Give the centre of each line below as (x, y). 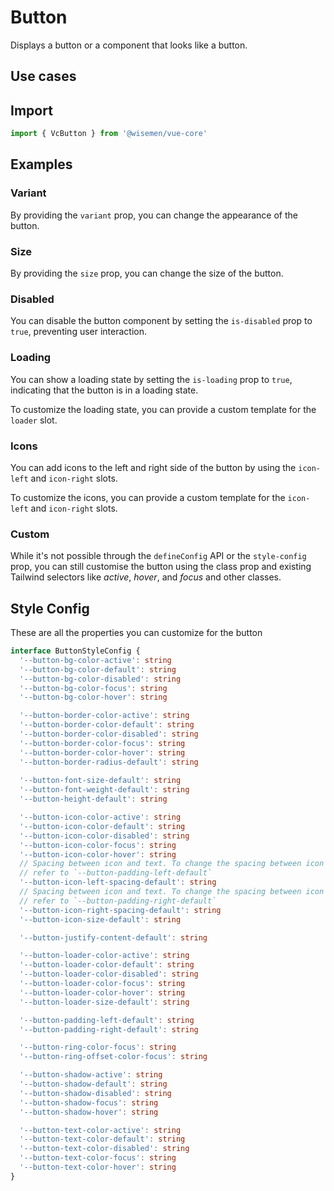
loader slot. (34, 420)
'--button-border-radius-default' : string (109, 762)
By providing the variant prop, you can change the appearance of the (154, 215)
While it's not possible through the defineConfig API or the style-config (158, 556)
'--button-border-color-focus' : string (102, 743)
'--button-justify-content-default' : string (113, 937)
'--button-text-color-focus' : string (98, 1158)
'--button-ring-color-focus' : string (98, 1047)
